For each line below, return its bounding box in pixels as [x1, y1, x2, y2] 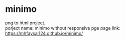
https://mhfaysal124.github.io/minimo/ [5, 30, 83, 36]
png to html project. [5, 20, 46, 26]
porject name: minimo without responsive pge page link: [5, 25, 121, 31]
